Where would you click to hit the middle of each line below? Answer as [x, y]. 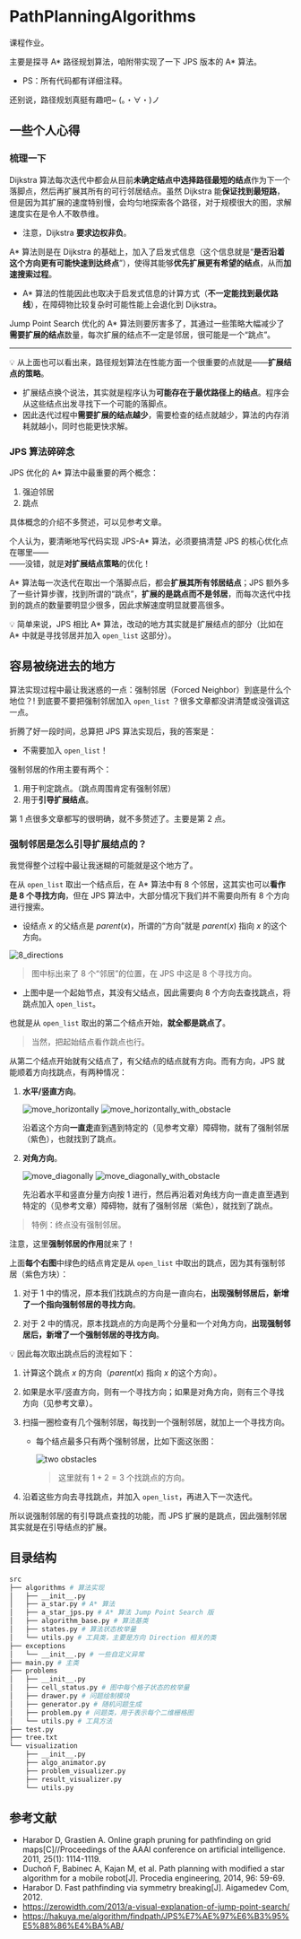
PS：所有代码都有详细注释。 [74, 80]
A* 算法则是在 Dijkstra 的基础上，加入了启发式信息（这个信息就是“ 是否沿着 [147, 251]
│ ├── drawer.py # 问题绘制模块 [69, 1696]
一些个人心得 [45, 131]
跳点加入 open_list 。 [61, 1004]
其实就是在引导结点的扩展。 [60, 1527]
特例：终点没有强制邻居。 [78, 1225]
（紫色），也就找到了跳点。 [71, 1139]
